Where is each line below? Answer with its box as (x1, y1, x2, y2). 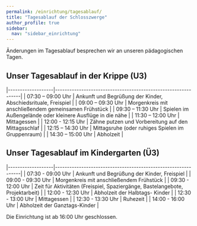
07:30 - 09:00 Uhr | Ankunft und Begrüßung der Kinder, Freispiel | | (26, 170, 191, 177)
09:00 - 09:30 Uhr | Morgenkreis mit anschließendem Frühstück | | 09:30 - (6, 176, 189, 183)
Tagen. (6, 54, 23, 61)
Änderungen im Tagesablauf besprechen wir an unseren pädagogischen (6, 47, 183, 54)
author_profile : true (6, 20, 60, 26)
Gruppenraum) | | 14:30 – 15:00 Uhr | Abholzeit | (6, 130, 123, 137)
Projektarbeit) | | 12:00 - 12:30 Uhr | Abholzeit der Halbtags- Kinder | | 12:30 (6, 189, 192, 196)
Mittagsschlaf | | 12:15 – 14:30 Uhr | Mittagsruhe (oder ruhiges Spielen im (6, 124, 184, 131)
